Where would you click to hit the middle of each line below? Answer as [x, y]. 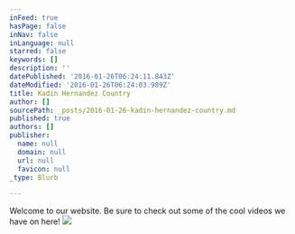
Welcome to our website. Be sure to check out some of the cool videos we [147, 211]
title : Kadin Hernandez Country [70, 93]
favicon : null [44, 169]
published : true [40, 118]
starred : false [38, 51]
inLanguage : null [42, 43]
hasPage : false [38, 26]
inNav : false [34, 34]
